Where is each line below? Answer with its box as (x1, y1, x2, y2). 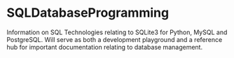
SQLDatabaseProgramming (6, 5, 170, 21)
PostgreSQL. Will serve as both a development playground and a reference (6, 35, 223, 43)
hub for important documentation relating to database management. (6, 43, 203, 51)
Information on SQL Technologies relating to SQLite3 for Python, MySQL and (6, 28, 228, 36)
